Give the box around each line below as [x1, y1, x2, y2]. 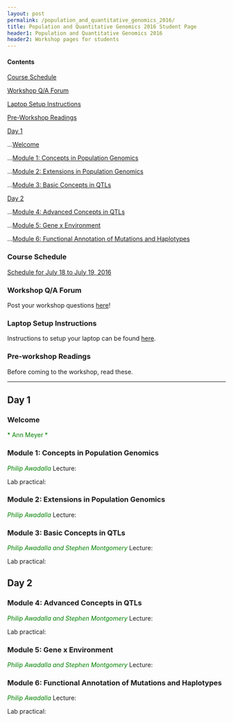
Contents [7, 57, 35, 66]
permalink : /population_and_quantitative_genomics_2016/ [7, 17, 175, 24]
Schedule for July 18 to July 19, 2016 [7, 268, 112, 276]
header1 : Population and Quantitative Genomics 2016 [7, 29, 163, 37]
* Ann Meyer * [7, 431, 49, 439]
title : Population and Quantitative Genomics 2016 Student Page [7, 23, 197, 30]
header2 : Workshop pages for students [7, 36, 119, 43]
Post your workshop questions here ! [7, 300, 111, 310]
